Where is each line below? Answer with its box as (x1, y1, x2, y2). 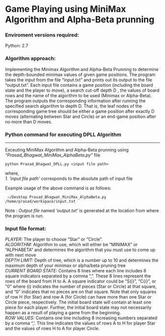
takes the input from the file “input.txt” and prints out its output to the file (5, 76, 152, 82)
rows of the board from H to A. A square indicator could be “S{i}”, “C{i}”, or (5, 278, 156, 284)
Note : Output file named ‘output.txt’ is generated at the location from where (5, 208, 159, 214)
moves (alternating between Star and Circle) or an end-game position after (5, 113, 156, 119)
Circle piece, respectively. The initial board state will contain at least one (5, 299, 151, 305)
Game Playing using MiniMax (5, 3, 126, 15)
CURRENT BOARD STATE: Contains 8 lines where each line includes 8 (5, 268, 146, 274)
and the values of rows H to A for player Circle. (5, 326, 100, 332)
